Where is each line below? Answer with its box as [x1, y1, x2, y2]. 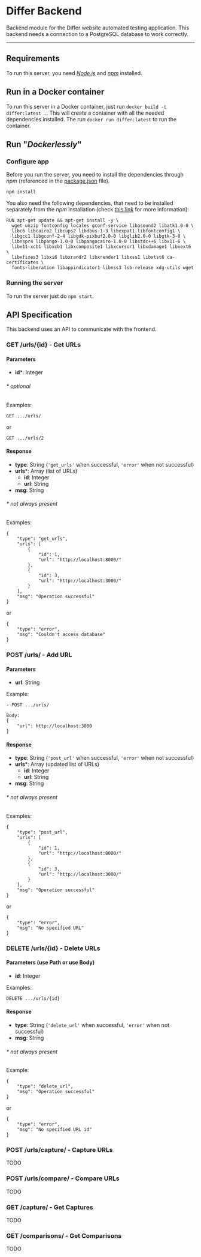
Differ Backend [6, 4, 82, 18]
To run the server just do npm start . [6, 292, 94, 300]
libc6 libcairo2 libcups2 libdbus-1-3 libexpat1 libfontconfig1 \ [11, 228, 181, 234]
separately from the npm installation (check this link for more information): [6, 206, 190, 213]
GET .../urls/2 [6, 435, 44, 441]
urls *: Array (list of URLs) [14, 467, 78, 474]
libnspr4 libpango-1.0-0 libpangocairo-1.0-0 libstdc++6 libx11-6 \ [11, 238, 186, 244]
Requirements [6, 53, 60, 64]
